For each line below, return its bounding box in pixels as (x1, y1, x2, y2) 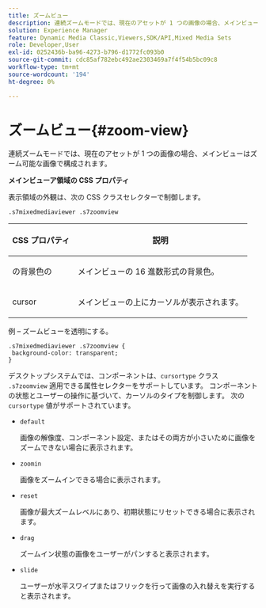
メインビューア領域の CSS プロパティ (8, 176, 129, 185)
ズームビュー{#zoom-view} (8, 121, 189, 139)
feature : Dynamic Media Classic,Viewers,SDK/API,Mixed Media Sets (8, 33, 232, 42)
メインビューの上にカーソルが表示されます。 (78, 297, 244, 308)
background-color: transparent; (11, 349, 119, 357)
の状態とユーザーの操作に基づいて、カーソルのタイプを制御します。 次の (8, 391, 245, 401)
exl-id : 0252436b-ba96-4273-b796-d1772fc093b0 (8, 48, 165, 56)
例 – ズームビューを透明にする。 (8, 326, 113, 336)
